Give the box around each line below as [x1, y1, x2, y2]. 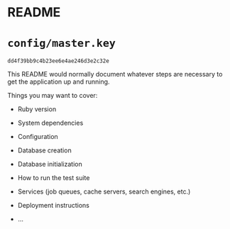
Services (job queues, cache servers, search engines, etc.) [17, 187, 191, 196]
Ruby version [17, 105, 57, 113]
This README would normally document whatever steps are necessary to [7, 70, 223, 79]
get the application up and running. [7, 77, 110, 86]
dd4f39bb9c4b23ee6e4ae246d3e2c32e [7, 57, 110, 65]
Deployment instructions [17, 201, 90, 210]
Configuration [17, 133, 58, 141]
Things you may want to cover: [7, 91, 98, 100]
